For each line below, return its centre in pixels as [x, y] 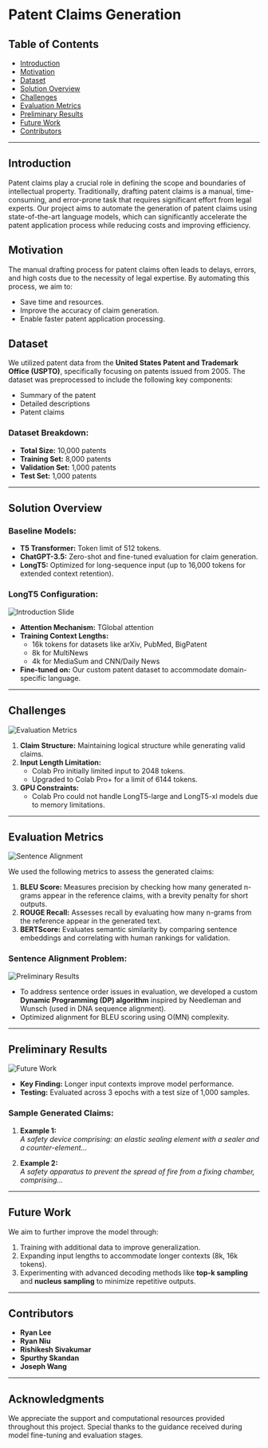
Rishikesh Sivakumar [55, 1350]
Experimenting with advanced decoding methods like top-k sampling [134, 1273]
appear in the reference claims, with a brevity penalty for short [146, 895]
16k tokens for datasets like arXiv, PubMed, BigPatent [119, 644]
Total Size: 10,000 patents [63, 450]
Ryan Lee [35, 1332]
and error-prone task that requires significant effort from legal [150, 199]
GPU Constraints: [49, 788]
